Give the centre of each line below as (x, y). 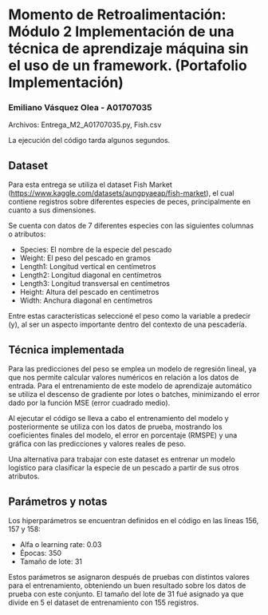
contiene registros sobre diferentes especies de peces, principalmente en (130, 202)
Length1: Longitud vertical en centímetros (88, 267)
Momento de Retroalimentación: (117, 15)
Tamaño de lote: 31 (51, 561)
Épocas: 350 (41, 553)
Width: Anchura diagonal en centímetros (86, 300)
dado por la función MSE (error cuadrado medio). (89, 403)
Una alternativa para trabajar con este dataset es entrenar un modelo (122, 459)
